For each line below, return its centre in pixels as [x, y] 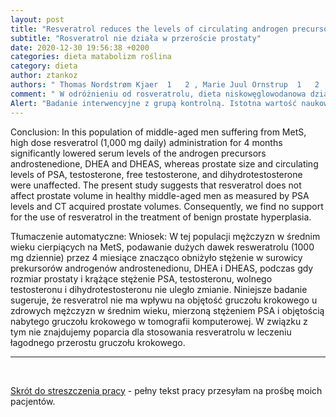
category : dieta [44, 66]
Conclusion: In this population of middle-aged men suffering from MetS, [158, 132]
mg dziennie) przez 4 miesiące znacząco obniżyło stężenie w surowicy [156, 257]
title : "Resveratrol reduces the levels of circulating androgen [149, 29]
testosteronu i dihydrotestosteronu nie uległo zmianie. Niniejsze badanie [159, 289]
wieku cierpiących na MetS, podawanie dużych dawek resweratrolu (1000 [162, 247]
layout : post [37, 19]
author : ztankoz [44, 76]
